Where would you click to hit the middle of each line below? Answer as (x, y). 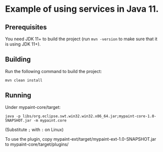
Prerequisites (26, 27)
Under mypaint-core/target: (33, 107)
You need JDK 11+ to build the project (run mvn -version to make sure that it (81, 39)
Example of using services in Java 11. (82, 9)
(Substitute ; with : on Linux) (34, 129)
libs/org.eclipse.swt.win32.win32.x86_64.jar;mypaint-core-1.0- (90, 116)
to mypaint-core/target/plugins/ (37, 144)
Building (18, 60)
